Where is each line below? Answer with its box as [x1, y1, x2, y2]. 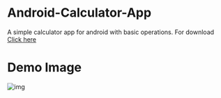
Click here [7, 35, 37, 43]
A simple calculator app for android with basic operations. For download [7, 28, 215, 36]
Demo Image [7, 60, 82, 76]
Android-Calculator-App [7, 5, 152, 21]
